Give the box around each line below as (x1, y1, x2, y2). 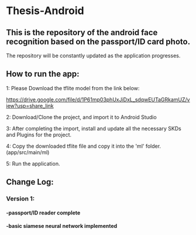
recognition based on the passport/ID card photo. (6, 36, 191, 46)
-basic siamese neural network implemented (6, 223, 118, 230)
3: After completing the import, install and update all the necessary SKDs (6, 125, 181, 132)
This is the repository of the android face (6, 28, 158, 38)
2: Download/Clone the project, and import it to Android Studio (6, 113, 157, 121)
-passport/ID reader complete (6, 209, 81, 216)
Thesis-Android (6, 4, 85, 18)
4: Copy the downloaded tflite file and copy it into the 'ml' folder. (6, 142, 161, 149)
